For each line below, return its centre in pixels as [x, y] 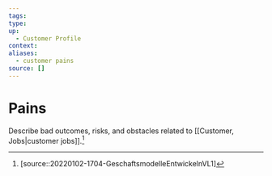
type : [17, 23]
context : [23, 46]
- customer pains [45, 61]
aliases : [23, 53]
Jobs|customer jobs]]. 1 [47, 140]
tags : [17, 16]
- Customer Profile [49, 38]
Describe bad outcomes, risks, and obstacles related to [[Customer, [121, 131]
